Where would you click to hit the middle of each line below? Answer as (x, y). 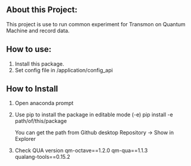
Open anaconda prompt (44, 103)
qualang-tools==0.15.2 (42, 157)
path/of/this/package (41, 121)
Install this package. (39, 64)
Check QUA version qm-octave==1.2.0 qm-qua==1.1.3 (81, 150)
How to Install (32, 89)
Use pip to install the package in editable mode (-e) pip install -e (94, 115)
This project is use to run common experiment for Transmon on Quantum (96, 24)
